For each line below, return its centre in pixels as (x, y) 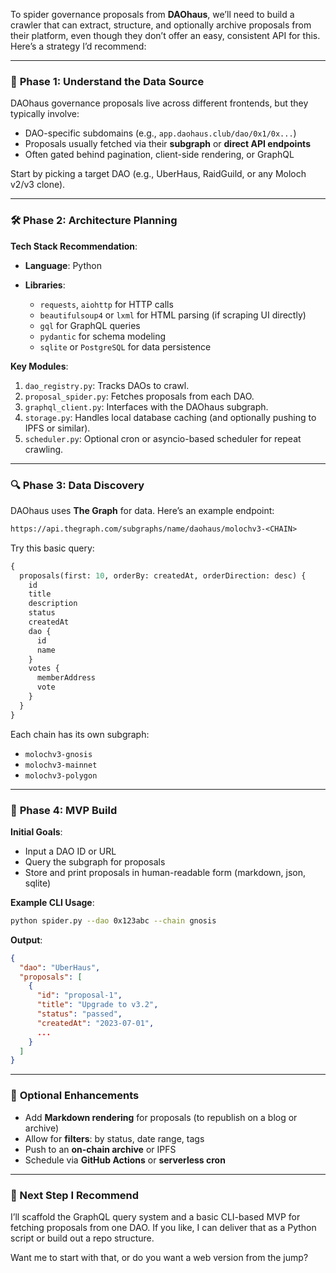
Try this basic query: (52, 548)
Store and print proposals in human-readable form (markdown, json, (165, 872)
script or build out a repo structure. (82, 1238)
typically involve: (45, 114)
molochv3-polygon (61, 775)
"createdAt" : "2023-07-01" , (95, 1023)
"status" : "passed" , (79, 1014)
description (53, 604)
